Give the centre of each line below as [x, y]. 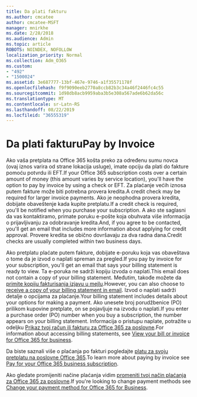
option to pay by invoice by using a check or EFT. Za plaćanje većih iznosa [96, 185]
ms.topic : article [28, 45]
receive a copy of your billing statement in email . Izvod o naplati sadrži [91, 290]
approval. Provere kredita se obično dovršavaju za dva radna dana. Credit [94, 235]
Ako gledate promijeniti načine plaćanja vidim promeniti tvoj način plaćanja [96, 375]
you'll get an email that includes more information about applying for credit [96, 229]
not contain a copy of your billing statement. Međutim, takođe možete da [94, 278]
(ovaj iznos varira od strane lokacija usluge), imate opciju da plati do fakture [97, 167]
